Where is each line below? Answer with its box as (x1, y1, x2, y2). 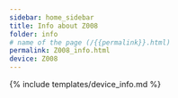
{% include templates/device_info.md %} (9, 79, 162, 89)
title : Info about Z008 (9, 21, 99, 30)
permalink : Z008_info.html (9, 46, 111, 55)
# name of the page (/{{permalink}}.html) (9, 37, 171, 47)
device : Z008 (9, 54, 58, 63)
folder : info (9, 29, 58, 38)
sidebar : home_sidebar (9, 12, 94, 22)
